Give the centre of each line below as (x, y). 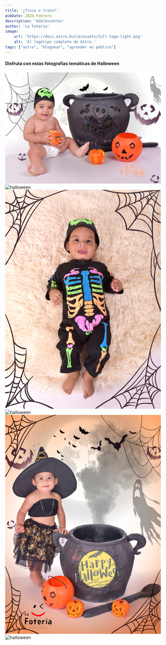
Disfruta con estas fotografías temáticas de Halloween (62, 64)
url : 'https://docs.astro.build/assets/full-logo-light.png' (78, 37)
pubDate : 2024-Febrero (28, 16)
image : (12, 32)
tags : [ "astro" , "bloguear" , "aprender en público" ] (61, 47)
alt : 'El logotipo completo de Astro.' (55, 42)
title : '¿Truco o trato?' (32, 10)
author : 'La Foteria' (27, 26)
